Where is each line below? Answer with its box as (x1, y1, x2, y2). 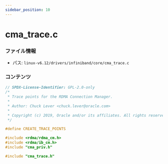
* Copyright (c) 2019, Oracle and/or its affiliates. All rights (7, 113, 146, 118)
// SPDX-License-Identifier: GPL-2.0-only (5, 85, 95, 90)
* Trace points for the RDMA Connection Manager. (7, 94, 113, 100)
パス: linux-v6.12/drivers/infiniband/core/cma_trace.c (12, 60, 129, 66)
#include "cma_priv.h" (5, 145, 52, 150)
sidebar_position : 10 (5, 7, 50, 12)
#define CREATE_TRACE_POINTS (5, 127, 66, 132)
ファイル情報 (5, 47, 36, 54)
